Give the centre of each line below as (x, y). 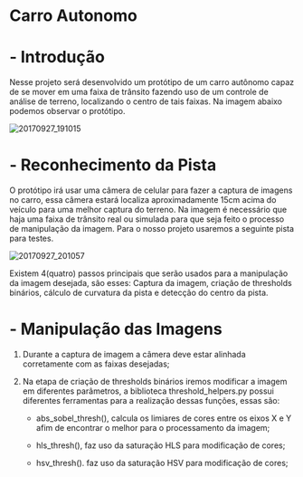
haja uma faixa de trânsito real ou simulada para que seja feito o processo (147, 219)
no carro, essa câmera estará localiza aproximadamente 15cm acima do (143, 200)
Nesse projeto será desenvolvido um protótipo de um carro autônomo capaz (152, 82)
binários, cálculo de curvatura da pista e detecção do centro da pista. (139, 293)
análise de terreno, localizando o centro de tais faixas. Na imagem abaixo (146, 101)
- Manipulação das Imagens (116, 329)
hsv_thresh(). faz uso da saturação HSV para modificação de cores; (162, 463)
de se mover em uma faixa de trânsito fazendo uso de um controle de (139, 92)
